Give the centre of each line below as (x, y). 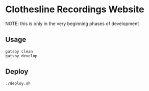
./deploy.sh (18, 83)
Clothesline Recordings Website (75, 9)
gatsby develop (21, 56)
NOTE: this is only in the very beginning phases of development (72, 24)
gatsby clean (19, 51)
